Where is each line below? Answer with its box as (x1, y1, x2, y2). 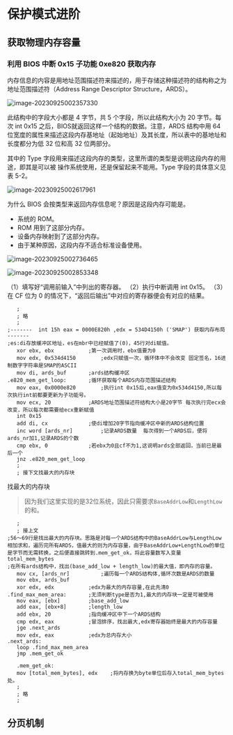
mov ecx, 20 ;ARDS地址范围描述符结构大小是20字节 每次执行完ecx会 (16, 399, 226, 406)
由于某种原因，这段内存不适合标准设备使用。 (17, 241, 146, 249)
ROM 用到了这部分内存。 (17, 223, 89, 232)
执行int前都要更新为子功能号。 (12, 391, 89, 398)
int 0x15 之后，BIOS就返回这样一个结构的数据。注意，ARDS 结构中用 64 (15, 121, 221, 130)
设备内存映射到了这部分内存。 (17, 232, 103, 241)
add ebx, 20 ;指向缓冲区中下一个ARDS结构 (16, 611, 161, 618)
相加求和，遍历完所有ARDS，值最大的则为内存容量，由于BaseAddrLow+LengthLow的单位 (7, 542, 225, 549)
